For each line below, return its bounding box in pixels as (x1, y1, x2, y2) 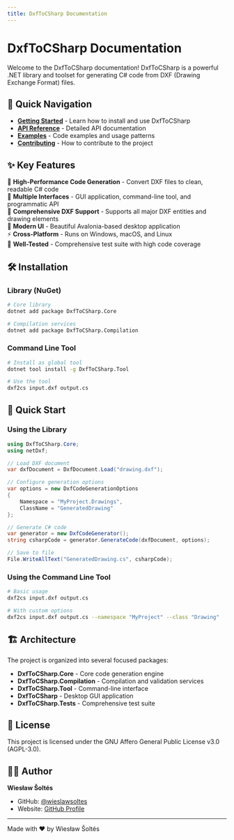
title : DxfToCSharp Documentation (7, 10, 108, 17)
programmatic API (7, 200, 59, 208)
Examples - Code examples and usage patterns (17, 132, 155, 140)
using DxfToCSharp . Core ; (7, 441, 79, 448)
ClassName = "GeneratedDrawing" (19, 505, 114, 512)
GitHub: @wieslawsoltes (17, 797, 88, 806)
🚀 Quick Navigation (7, 98, 93, 110)
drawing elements (7, 215, 59, 223)
